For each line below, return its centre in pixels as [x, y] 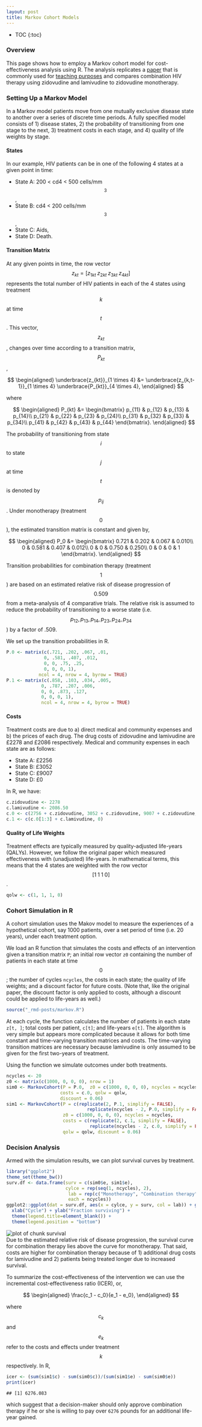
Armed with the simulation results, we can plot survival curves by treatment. [100, 1160]
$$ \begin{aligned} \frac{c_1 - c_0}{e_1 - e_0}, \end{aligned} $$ [101, 1295]
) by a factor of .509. [32, 630]
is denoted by [23, 490]
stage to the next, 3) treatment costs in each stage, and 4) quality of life [95, 131]
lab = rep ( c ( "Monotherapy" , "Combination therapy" [133, 1194]
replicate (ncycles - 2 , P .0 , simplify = [138, 1110]
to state [16, 452]
